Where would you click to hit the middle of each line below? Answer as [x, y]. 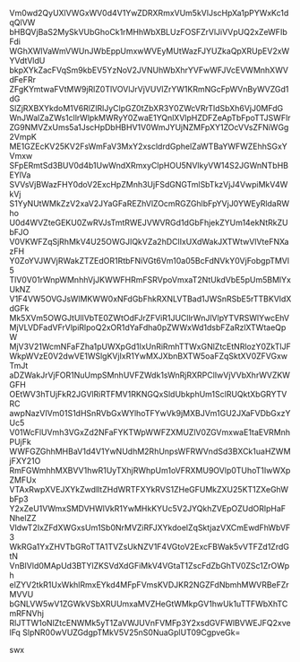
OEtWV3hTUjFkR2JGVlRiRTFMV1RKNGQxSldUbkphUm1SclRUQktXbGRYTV [148, 394]
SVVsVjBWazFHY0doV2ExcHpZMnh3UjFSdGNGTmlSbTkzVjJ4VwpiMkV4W [149, 184]
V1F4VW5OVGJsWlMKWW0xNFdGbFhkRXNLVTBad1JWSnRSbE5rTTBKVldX [150, 299]
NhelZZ [23, 518]
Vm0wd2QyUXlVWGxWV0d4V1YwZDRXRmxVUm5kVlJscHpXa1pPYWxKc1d [149, 13]
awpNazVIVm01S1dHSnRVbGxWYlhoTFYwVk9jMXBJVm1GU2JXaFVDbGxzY [150, 413]
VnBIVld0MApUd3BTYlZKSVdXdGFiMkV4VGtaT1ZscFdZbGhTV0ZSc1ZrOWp [149, 566]
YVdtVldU [27, 61]
